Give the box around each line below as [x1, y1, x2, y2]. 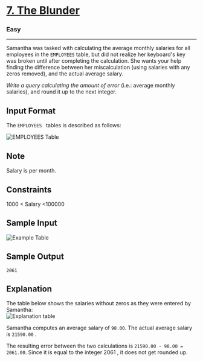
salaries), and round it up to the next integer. [6, 88, 117, 95]
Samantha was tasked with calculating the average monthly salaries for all [6, 45, 190, 52]
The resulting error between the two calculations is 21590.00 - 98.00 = [6, 342, 183, 350]
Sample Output [6, 252, 65, 262]
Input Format [6, 106, 56, 116]
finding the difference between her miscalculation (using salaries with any [6, 64, 190, 71]
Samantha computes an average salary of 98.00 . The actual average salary [6, 324, 193, 332]
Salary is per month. [6, 167, 56, 174]
